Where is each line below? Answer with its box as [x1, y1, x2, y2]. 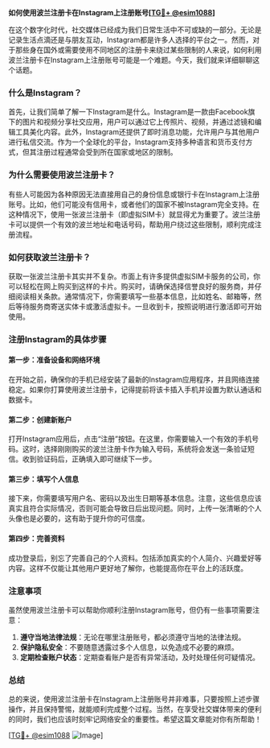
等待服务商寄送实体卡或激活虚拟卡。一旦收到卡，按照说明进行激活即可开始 [14, 301, 262, 311]
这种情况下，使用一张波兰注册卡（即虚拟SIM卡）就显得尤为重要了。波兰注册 [8, 209, 261, 219]
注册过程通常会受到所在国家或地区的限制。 [35, 147, 178, 157]
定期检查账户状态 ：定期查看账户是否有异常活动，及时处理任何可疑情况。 [19, 652, 260, 662]
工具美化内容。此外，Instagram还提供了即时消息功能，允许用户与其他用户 [14, 127, 260, 137]
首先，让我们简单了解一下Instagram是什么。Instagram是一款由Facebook [8, 107, 248, 117]
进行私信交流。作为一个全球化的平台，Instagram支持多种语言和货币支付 [8, 137, 246, 147]
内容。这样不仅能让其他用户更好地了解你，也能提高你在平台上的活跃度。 [8, 563, 247, 572]
